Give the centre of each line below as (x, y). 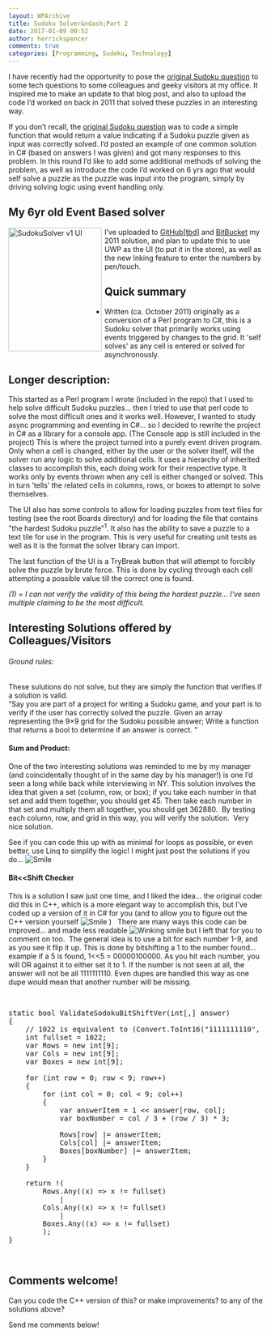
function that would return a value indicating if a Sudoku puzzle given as (129, 135)
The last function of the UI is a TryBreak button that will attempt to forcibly (132, 561)
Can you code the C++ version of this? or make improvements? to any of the (135, 1300)
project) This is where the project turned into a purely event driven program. (135, 442)
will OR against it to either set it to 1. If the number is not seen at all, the (127, 965)
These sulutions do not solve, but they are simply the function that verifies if (135, 686)
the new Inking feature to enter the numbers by (183, 258)
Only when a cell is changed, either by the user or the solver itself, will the (131, 451)
